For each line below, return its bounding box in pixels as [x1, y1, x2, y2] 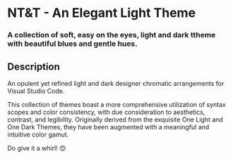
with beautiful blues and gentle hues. [7, 39, 138, 49]
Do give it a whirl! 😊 [7, 144, 66, 152]
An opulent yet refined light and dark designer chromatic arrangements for [7, 79, 225, 87]
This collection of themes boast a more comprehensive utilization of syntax [7, 100, 226, 108]
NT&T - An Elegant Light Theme [7, 5, 196, 21]
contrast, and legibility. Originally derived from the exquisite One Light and [7, 115, 224, 124]
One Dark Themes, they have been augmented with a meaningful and [7, 122, 210, 131]
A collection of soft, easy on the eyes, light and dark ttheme [7, 30, 216, 40]
